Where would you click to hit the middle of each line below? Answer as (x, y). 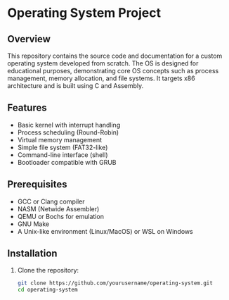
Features (27, 108)
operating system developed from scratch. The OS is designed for (103, 63)
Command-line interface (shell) (63, 155)
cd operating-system (47, 290)
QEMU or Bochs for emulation (60, 216)
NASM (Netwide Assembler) (58, 208)
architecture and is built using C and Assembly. (76, 86)
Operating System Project (84, 13)
